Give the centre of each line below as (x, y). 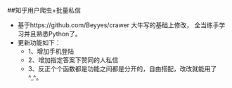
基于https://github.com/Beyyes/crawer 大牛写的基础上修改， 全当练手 (118, 25)
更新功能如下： (39, 43)
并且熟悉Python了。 (53, 34)
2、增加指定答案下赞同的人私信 (73, 60)
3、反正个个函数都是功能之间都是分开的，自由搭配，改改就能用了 (122, 69)
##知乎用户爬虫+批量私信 (44, 10)
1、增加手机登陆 (51, 51)
